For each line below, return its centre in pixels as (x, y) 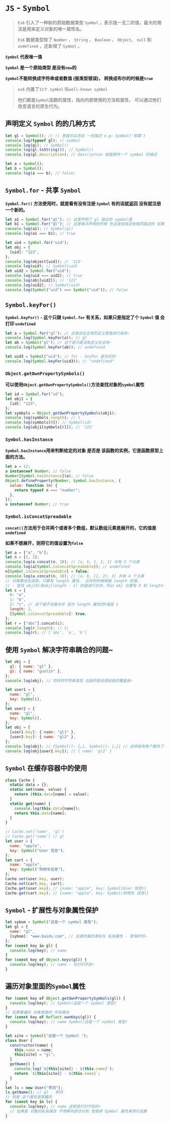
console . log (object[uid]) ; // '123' (44, 261)
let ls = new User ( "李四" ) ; (34, 1087)
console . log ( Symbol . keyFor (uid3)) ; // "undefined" (60, 361)
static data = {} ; (29, 785)
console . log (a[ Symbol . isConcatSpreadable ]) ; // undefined (68, 567)
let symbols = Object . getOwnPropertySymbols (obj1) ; (61, 413)
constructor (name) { (31, 1045)
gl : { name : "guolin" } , (36, 671)
